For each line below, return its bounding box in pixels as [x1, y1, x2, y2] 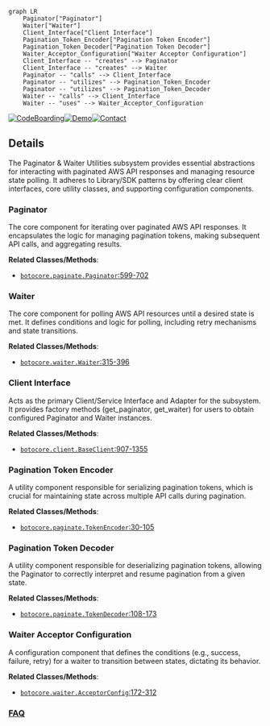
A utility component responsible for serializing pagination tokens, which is [8, 483, 254, 492]
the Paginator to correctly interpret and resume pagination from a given [8, 569, 246, 579]
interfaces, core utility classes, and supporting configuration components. [8, 184, 254, 193]
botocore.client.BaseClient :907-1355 [19, 444, 148, 454]
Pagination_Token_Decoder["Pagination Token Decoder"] [23, 43, 211, 51]
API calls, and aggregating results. [8, 239, 123, 249]
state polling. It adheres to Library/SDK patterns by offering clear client [8, 175, 243, 185]
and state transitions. [8, 326, 78, 336]
